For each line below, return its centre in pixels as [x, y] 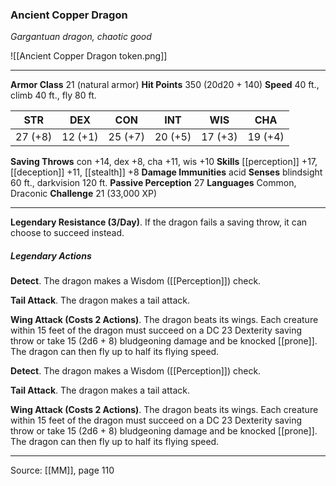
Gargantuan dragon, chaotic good [81, 37]
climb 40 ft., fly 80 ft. [53, 95]
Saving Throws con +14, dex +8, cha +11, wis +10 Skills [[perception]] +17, [164, 162]
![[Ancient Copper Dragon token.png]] [89, 56]
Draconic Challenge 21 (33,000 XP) [84, 194]
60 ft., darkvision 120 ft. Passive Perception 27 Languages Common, [153, 183]
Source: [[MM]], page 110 [62, 470]
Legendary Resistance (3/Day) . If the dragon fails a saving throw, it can [159, 222]
